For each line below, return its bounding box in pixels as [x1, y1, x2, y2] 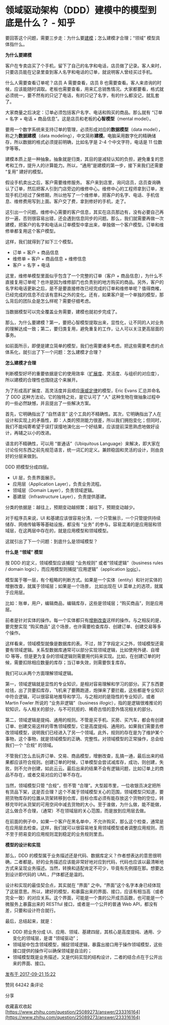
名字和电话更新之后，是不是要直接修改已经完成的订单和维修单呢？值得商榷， [5, 285, 164, 291]
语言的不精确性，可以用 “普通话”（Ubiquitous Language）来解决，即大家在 [5, 440, 160, 447]
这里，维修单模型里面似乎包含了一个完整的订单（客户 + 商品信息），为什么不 [5, 273, 163, 279]
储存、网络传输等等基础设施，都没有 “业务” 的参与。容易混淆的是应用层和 [5, 521, 157, 527]
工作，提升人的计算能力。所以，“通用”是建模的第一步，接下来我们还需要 [14, 162, 163, 168]
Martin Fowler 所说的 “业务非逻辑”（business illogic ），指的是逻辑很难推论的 [5, 699, 162, 706]
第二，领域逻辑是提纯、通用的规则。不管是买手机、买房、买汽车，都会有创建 [5, 717, 164, 723]
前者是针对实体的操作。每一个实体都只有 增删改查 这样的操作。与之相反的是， [5, 617, 164, 623]
